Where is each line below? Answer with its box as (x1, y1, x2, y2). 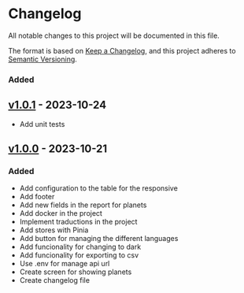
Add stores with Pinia (19, 225, 89, 235)
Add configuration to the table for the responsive (19, 184, 179, 193)
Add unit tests (19, 119, 65, 128)
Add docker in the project (19, 209, 102, 218)
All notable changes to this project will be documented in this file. (8, 31, 220, 40)
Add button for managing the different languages (19, 234, 179, 243)
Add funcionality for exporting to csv (19, 250, 139, 260)
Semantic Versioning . (8, 54, 77, 64)
